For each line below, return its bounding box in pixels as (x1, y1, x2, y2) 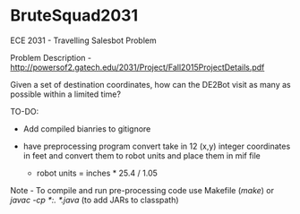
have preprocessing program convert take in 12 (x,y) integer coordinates (22, 141, 291, 151)
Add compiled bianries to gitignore (22, 123, 151, 134)
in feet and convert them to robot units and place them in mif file (22, 150, 261, 161)
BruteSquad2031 (10, 5, 139, 26)
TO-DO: (10, 106, 39, 116)
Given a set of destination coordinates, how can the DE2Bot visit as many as (10, 79, 291, 90)
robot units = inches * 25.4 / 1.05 (36, 167, 158, 178)
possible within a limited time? (10, 89, 122, 99)
